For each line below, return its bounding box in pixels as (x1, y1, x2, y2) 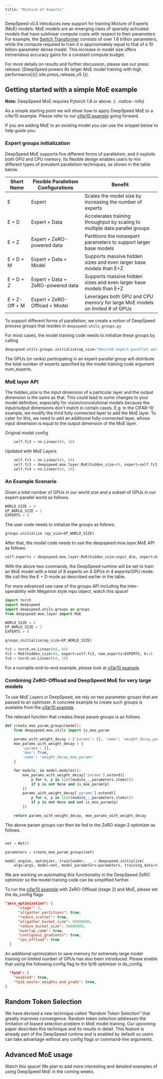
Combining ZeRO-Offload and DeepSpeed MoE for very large (5, 677, 151, 684)
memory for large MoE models (84, 299, 154, 306)
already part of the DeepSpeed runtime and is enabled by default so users (5, 1031, 154, 1037)
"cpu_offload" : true (17, 937, 60, 942)
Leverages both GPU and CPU (84, 293, 154, 300)
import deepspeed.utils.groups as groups (5, 607, 90, 612)
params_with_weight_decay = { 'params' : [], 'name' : (14, 737, 120, 742)
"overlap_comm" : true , (17, 928, 64, 933)
